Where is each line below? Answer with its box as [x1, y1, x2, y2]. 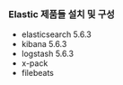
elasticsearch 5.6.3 [21, 29, 92, 40]
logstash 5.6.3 [21, 48, 74, 60]
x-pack [21, 58, 48, 69]
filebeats [21, 68, 55, 79]
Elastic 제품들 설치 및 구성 [8, 7, 115, 20]
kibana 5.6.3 [21, 39, 67, 50]
